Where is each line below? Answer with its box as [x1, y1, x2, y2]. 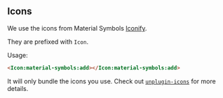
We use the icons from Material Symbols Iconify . [7, 24, 147, 32]
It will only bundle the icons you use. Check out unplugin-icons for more [7, 76, 216, 85]
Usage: [7, 51, 28, 59]
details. [7, 84, 29, 92]
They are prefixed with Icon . [7, 38, 89, 46]
